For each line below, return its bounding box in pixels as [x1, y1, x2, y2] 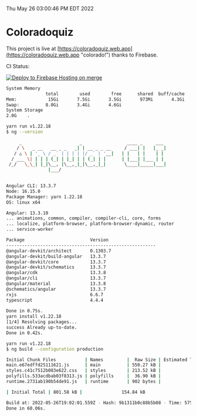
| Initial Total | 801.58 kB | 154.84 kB [6, 389, 145, 395]
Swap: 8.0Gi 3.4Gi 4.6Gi [6, 102, 122, 108]
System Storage [6, 107, 43, 114]
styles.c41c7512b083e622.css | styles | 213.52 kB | [6, 368, 161, 374]
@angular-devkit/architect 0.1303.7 [6, 248, 111, 254]
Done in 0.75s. [6, 308, 43, 314]
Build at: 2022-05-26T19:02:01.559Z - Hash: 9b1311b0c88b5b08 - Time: [6, 400, 182, 405]
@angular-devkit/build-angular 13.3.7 [6, 253, 107, 259]
